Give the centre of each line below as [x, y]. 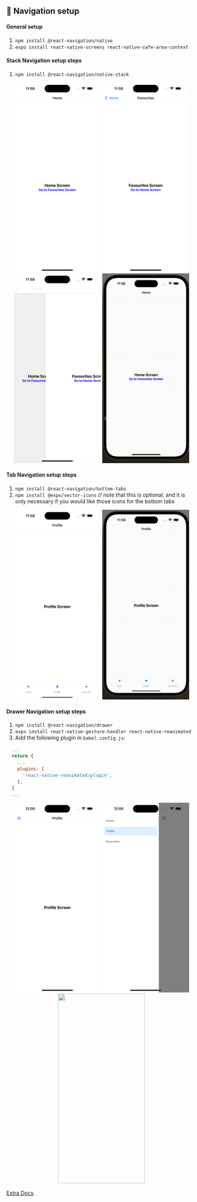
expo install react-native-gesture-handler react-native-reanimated [103, 732]
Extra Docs [20, 1193]
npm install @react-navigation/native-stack [72, 74]
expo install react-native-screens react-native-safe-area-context [102, 47]
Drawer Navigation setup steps [46, 711]
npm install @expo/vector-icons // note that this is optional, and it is [100, 495]
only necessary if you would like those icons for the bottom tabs [95, 501]
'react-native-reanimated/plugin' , [67, 775]
